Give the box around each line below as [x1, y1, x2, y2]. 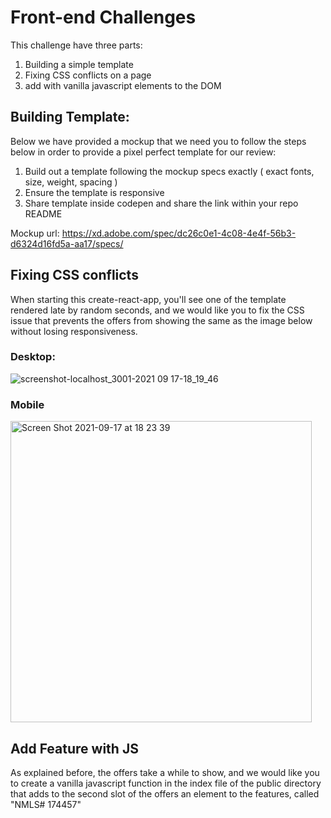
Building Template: [10, 109, 130, 126]
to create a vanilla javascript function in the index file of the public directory [10, 777, 322, 789]
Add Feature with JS [10, 740, 139, 757]
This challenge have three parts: [10, 39, 143, 51]
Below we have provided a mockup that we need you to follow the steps [10, 135, 307, 147]
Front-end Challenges [10, 6, 197, 29]
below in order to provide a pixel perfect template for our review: [10, 146, 277, 158]
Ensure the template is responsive [24, 186, 165, 198]
